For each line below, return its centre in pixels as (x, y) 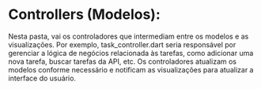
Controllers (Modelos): (84, 15)
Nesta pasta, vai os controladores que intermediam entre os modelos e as (129, 36)
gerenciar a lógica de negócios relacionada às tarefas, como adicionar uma (131, 53)
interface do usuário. (42, 78)
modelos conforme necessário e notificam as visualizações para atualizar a (131, 69)
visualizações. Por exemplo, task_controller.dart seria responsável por (122, 44)
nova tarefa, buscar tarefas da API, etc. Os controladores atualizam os (123, 61)
